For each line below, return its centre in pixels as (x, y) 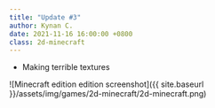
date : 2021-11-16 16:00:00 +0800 (71, 34)
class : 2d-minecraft (48, 42)
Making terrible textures (66, 67)
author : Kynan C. (41, 26)
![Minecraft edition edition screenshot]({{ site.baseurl (107, 84)
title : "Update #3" (45, 17)
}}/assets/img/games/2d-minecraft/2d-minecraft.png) (108, 94)
